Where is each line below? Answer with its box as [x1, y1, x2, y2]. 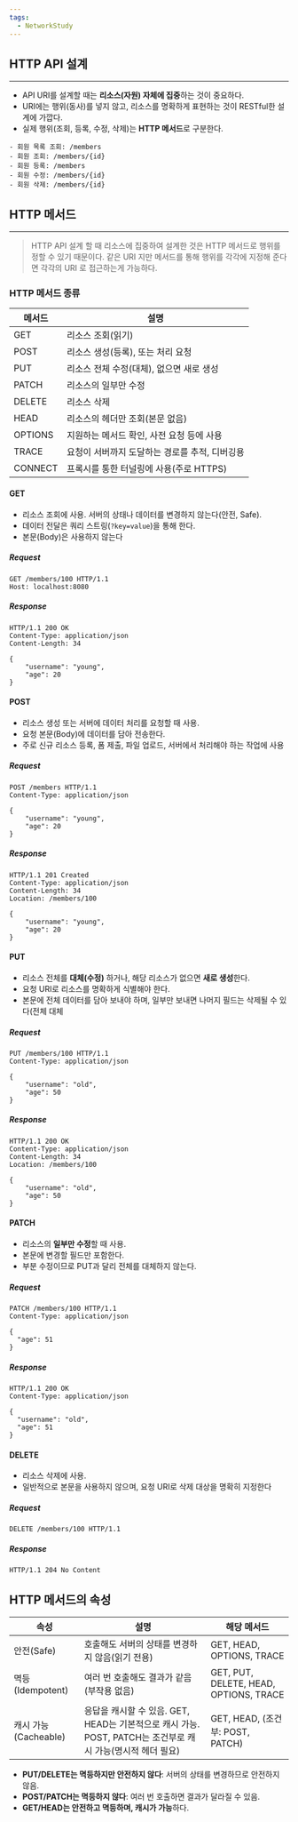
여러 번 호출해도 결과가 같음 [83, 1671, 192, 1683]
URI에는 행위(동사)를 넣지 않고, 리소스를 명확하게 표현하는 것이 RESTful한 [21, 101, 276, 112]
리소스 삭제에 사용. [21, 1470, 87, 1481]
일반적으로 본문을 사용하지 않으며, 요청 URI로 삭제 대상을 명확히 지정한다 [21, 1482, 272, 1492]
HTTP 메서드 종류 [9, 287, 81, 300]
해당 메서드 [225, 1620, 270, 1633]
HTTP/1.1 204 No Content [9, 1566, 101, 1575]
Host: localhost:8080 [9, 582, 90, 591]
